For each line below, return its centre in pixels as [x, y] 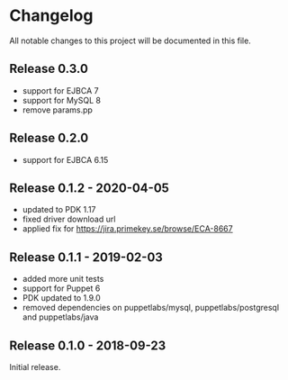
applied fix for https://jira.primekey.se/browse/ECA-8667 [127, 229]
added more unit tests [63, 279]
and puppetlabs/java [60, 317]
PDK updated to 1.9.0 [61, 298]
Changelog [51, 16]
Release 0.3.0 [49, 69]
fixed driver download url [69, 219]
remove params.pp [57, 110]
